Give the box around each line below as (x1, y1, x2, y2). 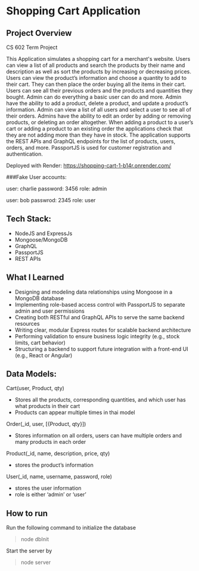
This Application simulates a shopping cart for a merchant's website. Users (6, 55, 191, 62)
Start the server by (6, 547, 52, 554)
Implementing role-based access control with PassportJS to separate (14, 301, 186, 308)
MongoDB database (14, 294, 64, 302)
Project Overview (6, 28, 72, 38)
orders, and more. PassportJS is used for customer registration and (6, 144, 172, 151)
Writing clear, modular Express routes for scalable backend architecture (14, 326, 191, 334)
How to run (6, 508, 48, 518)
